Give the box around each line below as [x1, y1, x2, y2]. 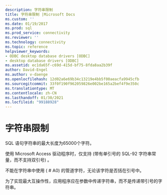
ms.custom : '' [5, 16, 35, 21]
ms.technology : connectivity [5, 40, 66, 45]
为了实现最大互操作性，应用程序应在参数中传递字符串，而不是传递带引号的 [5, 178, 158, 184]
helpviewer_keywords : [5, 49, 50, 54]
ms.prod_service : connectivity [5, 30, 70, 35]
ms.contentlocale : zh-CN [5, 91, 57, 96]
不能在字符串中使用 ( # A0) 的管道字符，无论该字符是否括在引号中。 [5, 168, 145, 174]
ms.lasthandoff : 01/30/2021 [5, 95, 64, 100]
